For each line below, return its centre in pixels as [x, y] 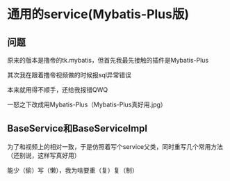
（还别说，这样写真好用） [44, 155]
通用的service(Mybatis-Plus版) [98, 14]
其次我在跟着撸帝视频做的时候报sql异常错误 [69, 75]
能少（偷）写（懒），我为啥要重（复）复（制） [73, 170]
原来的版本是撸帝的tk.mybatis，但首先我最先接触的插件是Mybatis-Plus [108, 60]
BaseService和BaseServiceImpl [77, 128]
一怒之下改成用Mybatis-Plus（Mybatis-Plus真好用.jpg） [87, 104]
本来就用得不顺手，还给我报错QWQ [58, 90]
